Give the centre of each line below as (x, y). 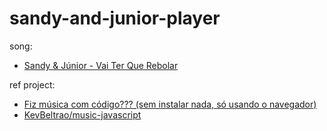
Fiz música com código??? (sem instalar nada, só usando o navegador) (170, 104)
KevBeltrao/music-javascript (82, 114)
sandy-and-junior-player (115, 18)
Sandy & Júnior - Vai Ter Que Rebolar (101, 65)
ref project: (32, 84)
